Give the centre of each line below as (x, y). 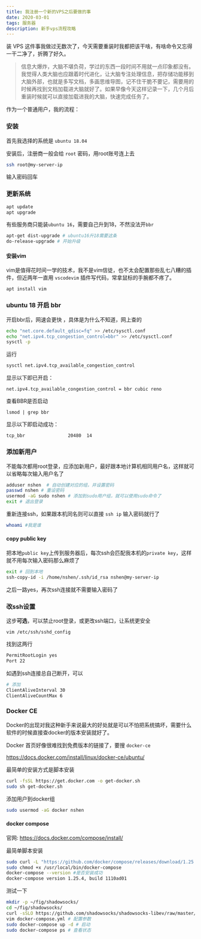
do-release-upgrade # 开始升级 (43, 241)
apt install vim (26, 289)
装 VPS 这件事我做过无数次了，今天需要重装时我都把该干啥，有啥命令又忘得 (99, 46)
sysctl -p (19, 342)
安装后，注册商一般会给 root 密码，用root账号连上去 (70, 153)
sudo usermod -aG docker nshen (45, 810)
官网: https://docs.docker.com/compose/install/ (65, 838)
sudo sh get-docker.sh (34, 787)
